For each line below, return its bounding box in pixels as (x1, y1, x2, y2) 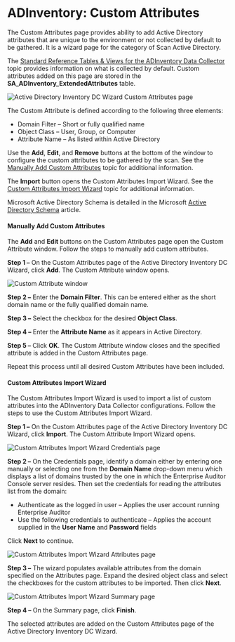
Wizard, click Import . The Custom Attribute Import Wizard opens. (7, 430, 196, 438)
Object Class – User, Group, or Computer (17, 127, 136, 136)
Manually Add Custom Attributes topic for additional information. (7, 163, 194, 171)
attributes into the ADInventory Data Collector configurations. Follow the (7, 402, 216, 410)
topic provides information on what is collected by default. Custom (7, 64, 200, 72)
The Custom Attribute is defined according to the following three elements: (7, 106, 224, 114)
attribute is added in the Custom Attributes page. (7, 349, 149, 358)
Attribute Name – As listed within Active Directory (17, 135, 161, 143)
